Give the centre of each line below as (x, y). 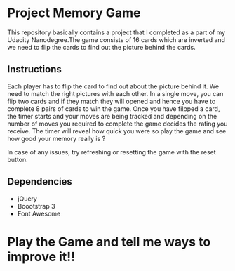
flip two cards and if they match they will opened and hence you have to (112, 101)
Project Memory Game (74, 13)
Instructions (34, 69)
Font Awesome (39, 213)
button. (18, 159)
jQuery (27, 199)
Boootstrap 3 (36, 206)
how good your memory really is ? (56, 138)
